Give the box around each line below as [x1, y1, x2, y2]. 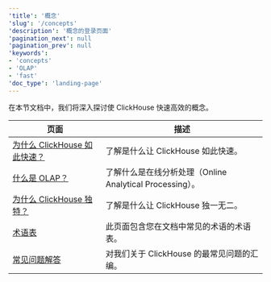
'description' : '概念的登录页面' [8, 27, 112, 35]
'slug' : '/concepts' [8, 19, 78, 27]
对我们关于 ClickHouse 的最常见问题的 [105, 247, 251, 259]
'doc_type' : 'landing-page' [8, 79, 103, 87]
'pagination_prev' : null [8, 42, 92, 50]
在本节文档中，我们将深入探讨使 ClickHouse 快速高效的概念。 [8, 102, 214, 112]
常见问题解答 [12, 254, 62, 265]
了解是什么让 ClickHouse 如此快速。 [105, 145, 243, 156]
